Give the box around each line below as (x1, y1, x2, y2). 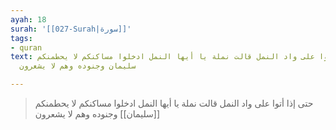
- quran (10, 42, 43, 53)
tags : (10, 33, 33, 43)
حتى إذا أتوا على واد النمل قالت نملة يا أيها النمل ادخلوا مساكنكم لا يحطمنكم (34, 97, 314, 109)
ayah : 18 (10, 14, 47, 25)
